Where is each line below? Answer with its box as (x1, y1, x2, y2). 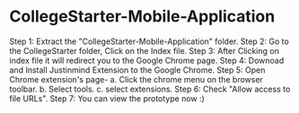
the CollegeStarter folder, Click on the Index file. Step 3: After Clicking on (9, 45, 280, 56)
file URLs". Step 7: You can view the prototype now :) (9, 92, 205, 104)
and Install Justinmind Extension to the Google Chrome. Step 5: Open (9, 65, 266, 75)
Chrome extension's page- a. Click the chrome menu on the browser (9, 74, 263, 84)
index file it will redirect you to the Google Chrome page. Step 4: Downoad (9, 55, 285, 65)
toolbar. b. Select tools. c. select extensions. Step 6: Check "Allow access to (9, 83, 291, 94)
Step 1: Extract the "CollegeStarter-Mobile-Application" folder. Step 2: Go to (9, 36, 289, 47)
